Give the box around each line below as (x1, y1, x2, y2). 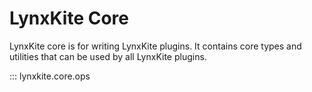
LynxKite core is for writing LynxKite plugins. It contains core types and (9, 40, 302, 52)
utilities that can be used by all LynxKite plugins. (9, 50, 207, 62)
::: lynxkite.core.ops (9, 70, 91, 82)
